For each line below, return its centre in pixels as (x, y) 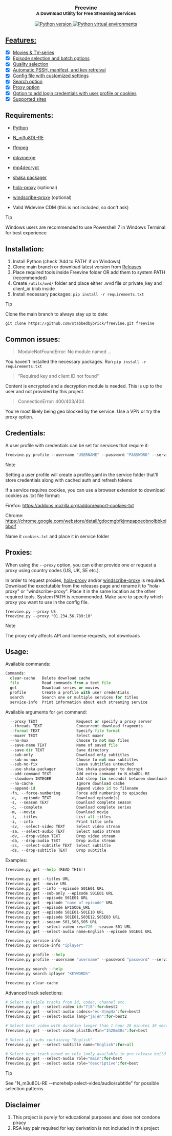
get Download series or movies (55, 688)
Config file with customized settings (51, 76)
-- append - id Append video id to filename (74, 788)
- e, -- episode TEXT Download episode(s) (65, 798)
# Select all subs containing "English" (49, 1040)
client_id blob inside (34, 289)
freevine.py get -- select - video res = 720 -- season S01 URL (68, 927)
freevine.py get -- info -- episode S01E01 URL (55, 888)
